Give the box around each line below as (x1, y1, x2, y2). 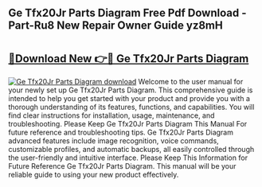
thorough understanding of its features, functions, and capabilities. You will (8, 103, 255, 111)
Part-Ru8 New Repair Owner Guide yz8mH (8, 19, 223, 33)
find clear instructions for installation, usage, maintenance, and (8, 111, 215, 120)
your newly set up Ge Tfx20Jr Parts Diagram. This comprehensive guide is (8, 85, 253, 95)
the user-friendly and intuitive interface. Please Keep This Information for (8, 153, 248, 162)
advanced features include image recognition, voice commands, (8, 136, 219, 146)
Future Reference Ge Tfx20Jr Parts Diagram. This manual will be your (8, 162, 237, 170)
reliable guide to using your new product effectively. (8, 170, 179, 179)
